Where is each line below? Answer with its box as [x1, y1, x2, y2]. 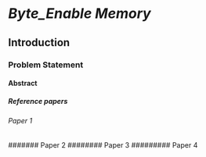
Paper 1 [8, 116, 33, 126]
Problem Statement [8, 59, 84, 70]
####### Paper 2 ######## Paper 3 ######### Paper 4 [8, 140, 198, 149]
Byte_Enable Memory [8, 5, 151, 23]
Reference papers [8, 96, 68, 105]
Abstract [8, 79, 38, 88]
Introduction [8, 36, 70, 49]
